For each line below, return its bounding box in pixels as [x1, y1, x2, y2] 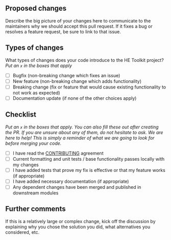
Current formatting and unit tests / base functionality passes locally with [12, 156, 165, 162]
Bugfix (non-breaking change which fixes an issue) [12, 72, 120, 78]
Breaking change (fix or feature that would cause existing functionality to [12, 84, 166, 90]
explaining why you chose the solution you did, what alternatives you [5, 224, 151, 230]
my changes [12, 161, 39, 168]
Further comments [5, 205, 66, 213]
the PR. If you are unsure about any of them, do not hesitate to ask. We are [5, 129, 163, 135]
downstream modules [12, 190, 59, 196]
